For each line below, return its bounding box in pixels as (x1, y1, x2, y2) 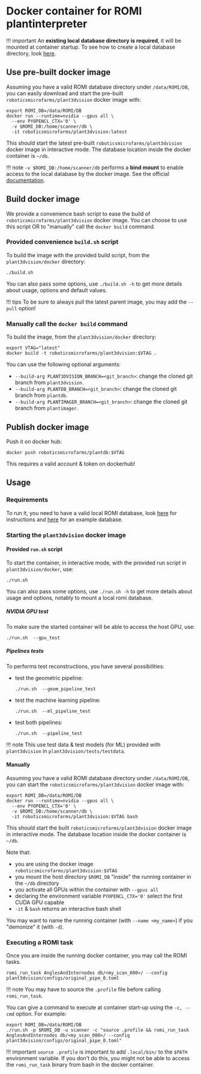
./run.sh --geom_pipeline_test (14, 685, 96, 692)
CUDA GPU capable (14, 899, 65, 906)
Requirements (6, 496, 49, 504)
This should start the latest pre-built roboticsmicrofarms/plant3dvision (6, 139, 182, 146)
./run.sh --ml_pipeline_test (14, 708, 91, 714)
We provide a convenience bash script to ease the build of (6, 210, 151, 217)
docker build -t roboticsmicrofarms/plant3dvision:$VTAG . (6, 351, 157, 357)
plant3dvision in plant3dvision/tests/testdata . (6, 747, 126, 754)
